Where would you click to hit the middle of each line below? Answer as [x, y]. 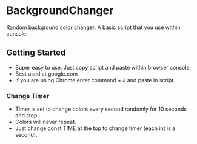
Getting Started [36, 53]
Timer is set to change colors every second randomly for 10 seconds [101, 109]
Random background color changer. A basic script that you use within [93, 27]
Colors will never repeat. [46, 122]
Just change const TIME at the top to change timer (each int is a [95, 128]
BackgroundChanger [60, 11]
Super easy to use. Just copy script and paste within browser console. [103, 67]
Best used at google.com [46, 74]
